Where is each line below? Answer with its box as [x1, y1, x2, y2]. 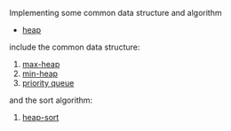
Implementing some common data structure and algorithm [9, 8, 222, 18]
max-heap [21, 59, 60, 69]
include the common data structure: [9, 42, 140, 52]
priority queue [21, 78, 75, 88]
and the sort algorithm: [9, 95, 93, 105]
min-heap [21, 68, 59, 79]
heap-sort [21, 112, 60, 122]
